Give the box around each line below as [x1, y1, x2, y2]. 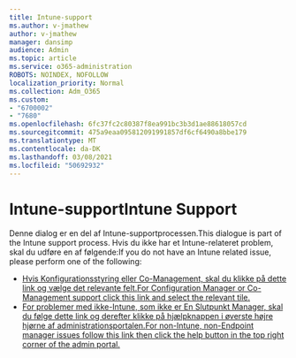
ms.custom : [9, 95, 49, 104]
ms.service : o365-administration [9, 63, 133, 72]
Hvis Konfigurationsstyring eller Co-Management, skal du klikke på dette [21, 273, 287, 284]
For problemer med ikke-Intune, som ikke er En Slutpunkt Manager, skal [21, 301, 284, 312]
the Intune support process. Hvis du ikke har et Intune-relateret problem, [9, 238, 274, 248]
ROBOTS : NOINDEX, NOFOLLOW [9, 71, 109, 80]
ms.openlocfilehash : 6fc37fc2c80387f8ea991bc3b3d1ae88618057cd [9, 120, 247, 129]
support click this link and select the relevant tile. [72, 293, 250, 303]
